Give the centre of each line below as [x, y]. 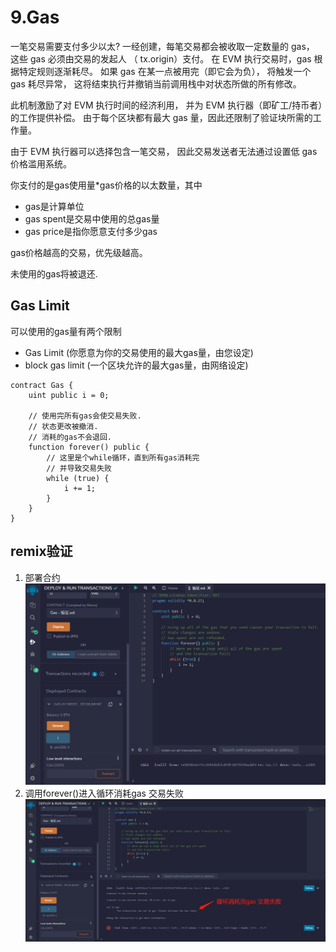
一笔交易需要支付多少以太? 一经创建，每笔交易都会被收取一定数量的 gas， [162, 46]
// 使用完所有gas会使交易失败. [85, 416]
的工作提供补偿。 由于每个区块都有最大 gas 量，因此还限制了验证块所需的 [161, 117]
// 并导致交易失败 [79, 468]
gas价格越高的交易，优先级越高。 [79, 252]
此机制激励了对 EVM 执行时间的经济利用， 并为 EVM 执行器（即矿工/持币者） [166, 105]
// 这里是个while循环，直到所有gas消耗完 [123, 457]
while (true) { [78, 478]
